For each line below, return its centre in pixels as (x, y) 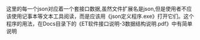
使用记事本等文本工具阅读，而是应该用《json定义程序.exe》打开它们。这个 (102, 16)
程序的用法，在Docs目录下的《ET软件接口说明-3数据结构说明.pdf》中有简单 (99, 24)
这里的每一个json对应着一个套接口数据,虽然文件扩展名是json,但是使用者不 (96, 9)
